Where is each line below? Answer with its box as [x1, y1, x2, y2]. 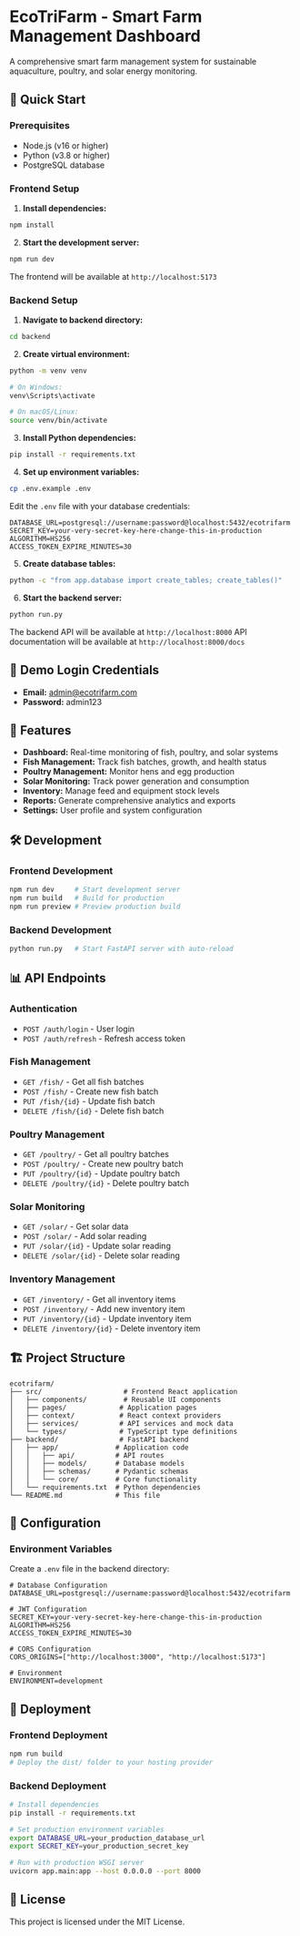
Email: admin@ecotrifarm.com [22, 686, 138, 698]
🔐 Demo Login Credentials [9, 662, 160, 678]
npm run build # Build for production [9, 893, 165, 903]
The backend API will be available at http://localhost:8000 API [9, 626, 247, 637]
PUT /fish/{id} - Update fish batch [22, 1095, 155, 1106]
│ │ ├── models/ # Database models [9, 1459, 185, 1468]
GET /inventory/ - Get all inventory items [22, 1294, 176, 1305]
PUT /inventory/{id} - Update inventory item [22, 1313, 192, 1324]
